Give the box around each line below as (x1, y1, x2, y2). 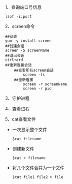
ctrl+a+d (5, 58, 23, 62)
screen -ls (23, 72, 45, 77)
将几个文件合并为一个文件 (12, 165, 65, 171)
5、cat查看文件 (5, 116, 36, 122)
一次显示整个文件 (12, 127, 47, 132)
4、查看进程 (5, 106, 30, 112)
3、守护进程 (5, 95, 30, 101)
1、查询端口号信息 (5, 4, 42, 10)
